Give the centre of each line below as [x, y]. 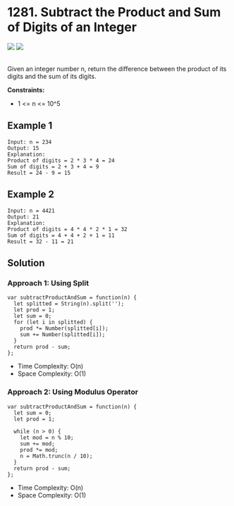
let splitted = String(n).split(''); [69, 304]
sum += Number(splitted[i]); [63, 335]
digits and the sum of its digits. [52, 76]
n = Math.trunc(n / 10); [56, 456]
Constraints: [26, 90]
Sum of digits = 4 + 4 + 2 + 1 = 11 [61, 235]
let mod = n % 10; [47, 438]
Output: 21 [23, 217]
